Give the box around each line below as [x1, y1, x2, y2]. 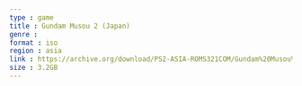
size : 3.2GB [9, 64, 58, 73]
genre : [9, 30, 39, 39]
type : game [9, 13, 54, 22]
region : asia [9, 47, 63, 56]
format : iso [9, 38, 58, 47]
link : [9, 55, 34, 64]
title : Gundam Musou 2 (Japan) [9, 21, 130, 30]
